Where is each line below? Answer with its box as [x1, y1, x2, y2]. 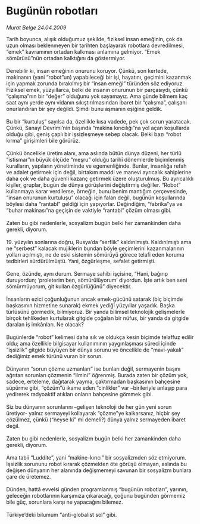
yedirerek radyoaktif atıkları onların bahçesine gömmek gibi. [6, 390, 154, 397]
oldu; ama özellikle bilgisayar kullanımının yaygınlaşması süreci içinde [6, 340, 176, 347]
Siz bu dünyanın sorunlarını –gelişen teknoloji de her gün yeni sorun [6, 403, 172, 410]
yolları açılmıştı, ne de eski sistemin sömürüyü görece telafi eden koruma [6, 251, 185, 258]
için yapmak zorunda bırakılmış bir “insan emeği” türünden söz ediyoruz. [6, 79, 185, 87]
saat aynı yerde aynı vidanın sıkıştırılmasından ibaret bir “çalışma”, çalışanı [6, 98, 187, 106]
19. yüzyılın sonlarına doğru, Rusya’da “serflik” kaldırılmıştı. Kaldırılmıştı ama [6, 238, 192, 245]
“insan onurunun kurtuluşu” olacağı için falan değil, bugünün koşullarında [6, 194, 186, 201]
